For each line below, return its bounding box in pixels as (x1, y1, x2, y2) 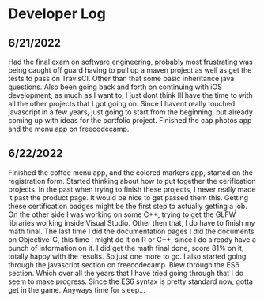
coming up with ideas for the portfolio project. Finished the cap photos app (8, 116, 252, 125)
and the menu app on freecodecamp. (8, 124, 130, 133)
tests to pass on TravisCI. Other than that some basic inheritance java (8, 74, 235, 83)
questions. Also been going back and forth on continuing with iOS (8, 82, 223, 91)
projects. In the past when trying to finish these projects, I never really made (8, 185, 257, 194)
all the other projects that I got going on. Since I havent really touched (8, 99, 236, 108)
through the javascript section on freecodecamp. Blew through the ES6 (8, 259, 239, 269)
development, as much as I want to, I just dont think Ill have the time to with (8, 91, 253, 99)
